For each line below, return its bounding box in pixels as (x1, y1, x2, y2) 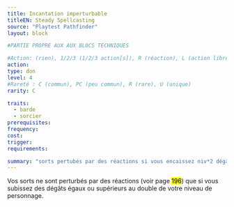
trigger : (7, 139, 33, 146)
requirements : (7, 145, 49, 152)
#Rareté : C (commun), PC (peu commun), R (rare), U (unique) (7, 81, 192, 88)
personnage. (7, 192, 44, 200)
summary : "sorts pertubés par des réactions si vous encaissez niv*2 (7, 158, 214, 164)
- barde (13, 106, 36, 114)
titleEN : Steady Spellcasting (7, 17, 95, 24)
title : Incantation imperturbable (7, 10, 108, 17)
